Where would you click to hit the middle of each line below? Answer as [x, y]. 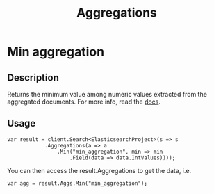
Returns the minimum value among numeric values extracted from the [107, 94]
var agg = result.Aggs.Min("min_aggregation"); [77, 183]
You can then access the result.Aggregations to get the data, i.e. [99, 170]
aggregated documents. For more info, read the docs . [84, 102]
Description [33, 78]
